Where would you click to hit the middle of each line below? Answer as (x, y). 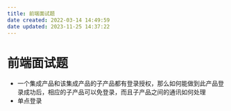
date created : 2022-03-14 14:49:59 (59, 20)
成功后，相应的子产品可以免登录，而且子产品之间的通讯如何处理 (114, 92)
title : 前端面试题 (31, 14)
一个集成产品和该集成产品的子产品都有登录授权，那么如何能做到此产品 (118, 83)
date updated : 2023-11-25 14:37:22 (59, 26)
